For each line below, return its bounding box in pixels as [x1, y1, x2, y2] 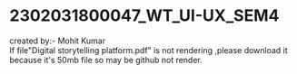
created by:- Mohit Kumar [9, 35, 106, 46]
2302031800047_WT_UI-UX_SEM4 [9, 5, 280, 26]
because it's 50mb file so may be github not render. [9, 54, 203, 65]
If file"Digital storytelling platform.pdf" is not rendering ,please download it [9, 44, 288, 55]
